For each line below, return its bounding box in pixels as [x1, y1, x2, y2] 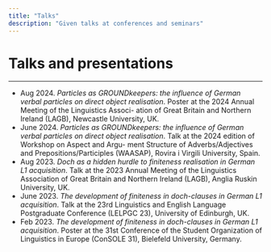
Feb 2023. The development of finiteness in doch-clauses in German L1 [19, 217, 258, 227]
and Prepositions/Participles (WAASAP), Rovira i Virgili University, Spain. [19, 149, 261, 158]
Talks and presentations [8, 54, 173, 73]
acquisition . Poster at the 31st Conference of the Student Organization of [19, 225, 262, 235]
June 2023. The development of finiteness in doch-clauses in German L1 [19, 191, 262, 201]
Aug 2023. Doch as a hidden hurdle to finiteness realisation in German [19, 157, 256, 166]
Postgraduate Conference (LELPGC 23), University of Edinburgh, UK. [19, 208, 250, 218]
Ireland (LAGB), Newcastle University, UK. [19, 114, 160, 124]
